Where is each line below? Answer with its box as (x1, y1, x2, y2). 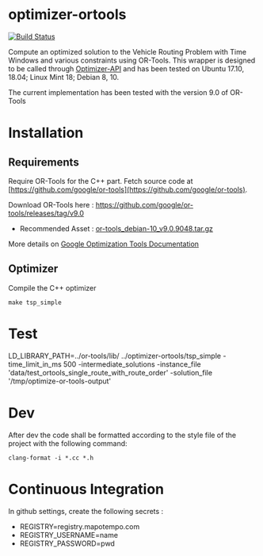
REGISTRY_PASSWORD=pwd (19, 539, 115, 548)
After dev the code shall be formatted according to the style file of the (8, 430, 236, 440)
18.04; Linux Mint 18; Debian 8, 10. (8, 72, 120, 82)
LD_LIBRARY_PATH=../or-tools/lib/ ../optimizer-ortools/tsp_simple (8, 351, 222, 360)
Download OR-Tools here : (8, 200, 94, 209)
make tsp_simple (8, 299, 62, 307)
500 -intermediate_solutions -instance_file (63, 359, 201, 369)
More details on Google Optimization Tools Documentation (8, 239, 200, 249)
